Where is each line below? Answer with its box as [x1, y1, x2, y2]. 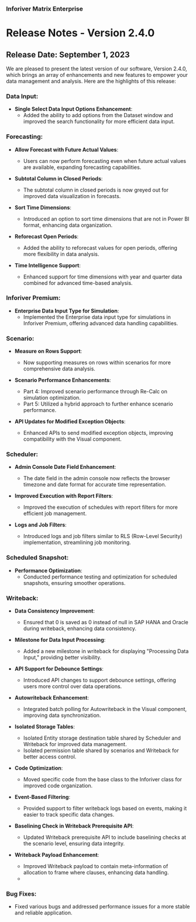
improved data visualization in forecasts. [23, 192, 121, 199]
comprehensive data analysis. [23, 365, 95, 372]
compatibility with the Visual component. [23, 436, 122, 443]
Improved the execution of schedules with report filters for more [23, 503, 178, 511]
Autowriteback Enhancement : [14, 694, 90, 701]
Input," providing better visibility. [23, 654, 102, 661]
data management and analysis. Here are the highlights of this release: [6, 77, 177, 84]
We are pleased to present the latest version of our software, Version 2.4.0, [6, 65, 187, 72]
